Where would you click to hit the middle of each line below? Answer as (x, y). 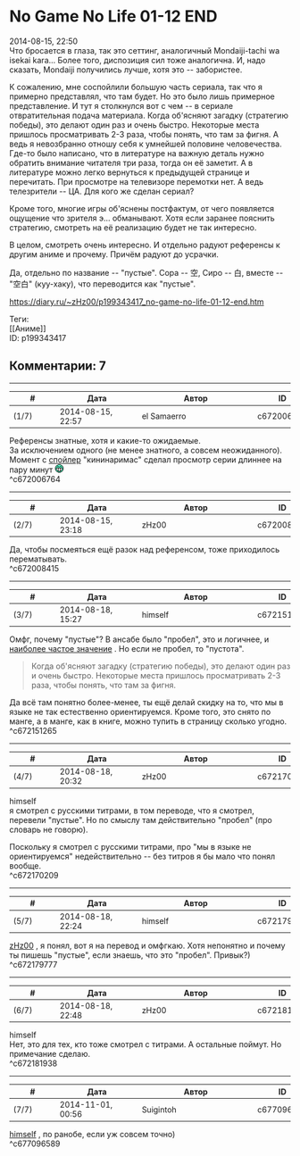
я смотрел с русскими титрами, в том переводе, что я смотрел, (132, 811)
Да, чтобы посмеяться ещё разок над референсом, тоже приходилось (145, 550)
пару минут (31, 470)
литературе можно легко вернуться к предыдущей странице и (129, 172)
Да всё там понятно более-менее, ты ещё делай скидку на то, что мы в (146, 702)
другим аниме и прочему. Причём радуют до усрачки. (114, 254)
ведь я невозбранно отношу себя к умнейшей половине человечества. (146, 144)
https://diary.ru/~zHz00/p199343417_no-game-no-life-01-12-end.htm (137, 302)
